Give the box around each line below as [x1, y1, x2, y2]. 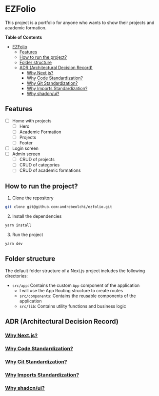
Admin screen [12, 151, 40, 157]
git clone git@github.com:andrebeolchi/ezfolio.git [5, 205, 112, 210]
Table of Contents [5, 34, 42, 40]
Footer [19, 140, 33, 145]
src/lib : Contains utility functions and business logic [19, 303, 126, 309]
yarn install [5, 223, 32, 228]
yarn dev [5, 241, 23, 246]
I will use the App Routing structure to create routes [19, 287, 123, 293]
